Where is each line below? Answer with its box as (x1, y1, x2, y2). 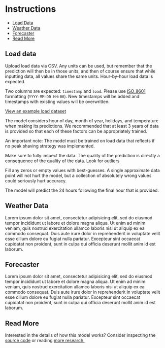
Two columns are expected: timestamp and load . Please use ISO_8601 (5, 88, 146, 94)
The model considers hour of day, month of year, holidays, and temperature (5, 117, 159, 124)
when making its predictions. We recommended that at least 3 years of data (5, 123, 159, 129)
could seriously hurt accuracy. (5, 177, 67, 183)
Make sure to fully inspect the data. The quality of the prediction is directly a (5, 152, 160, 158)
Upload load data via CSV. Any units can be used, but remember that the (5, 63, 152, 69)
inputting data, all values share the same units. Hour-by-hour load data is (5, 73, 153, 79)
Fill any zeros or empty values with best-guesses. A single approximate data (5, 167, 160, 173)
